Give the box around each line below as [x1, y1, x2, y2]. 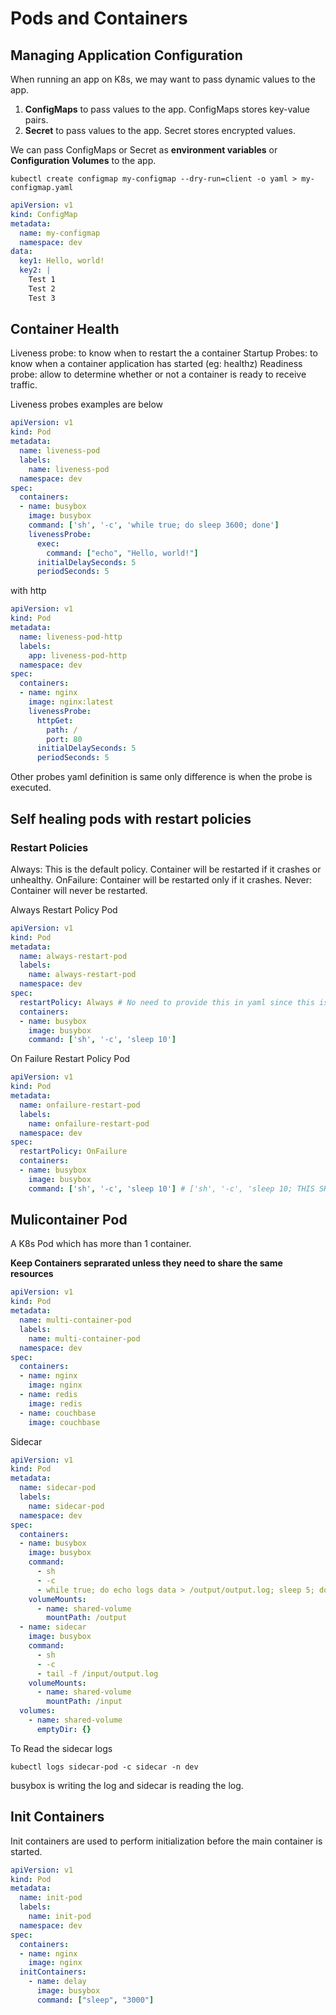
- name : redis [19, 1390, 78, 1400]
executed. [10, 782, 52, 794]
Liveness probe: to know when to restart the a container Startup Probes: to [10, 347, 318, 359]
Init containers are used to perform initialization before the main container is [10, 1835, 323, 1847]
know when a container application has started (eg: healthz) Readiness [10, 358, 303, 370]
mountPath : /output [46, 1613, 128, 1623]
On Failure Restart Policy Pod [10, 1053, 131, 1065]
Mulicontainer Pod [10, 1212, 128, 1229]
